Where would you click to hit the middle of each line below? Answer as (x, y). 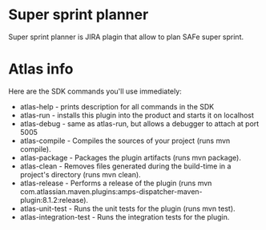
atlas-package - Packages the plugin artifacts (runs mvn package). (131, 157)
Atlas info (41, 69)
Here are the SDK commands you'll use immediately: (95, 91)
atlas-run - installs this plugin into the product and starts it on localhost (137, 115)
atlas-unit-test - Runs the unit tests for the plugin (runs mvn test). (127, 208)
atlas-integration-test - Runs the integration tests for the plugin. (125, 216)
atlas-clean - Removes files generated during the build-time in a (125, 166)
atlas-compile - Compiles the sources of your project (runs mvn (125, 141)
